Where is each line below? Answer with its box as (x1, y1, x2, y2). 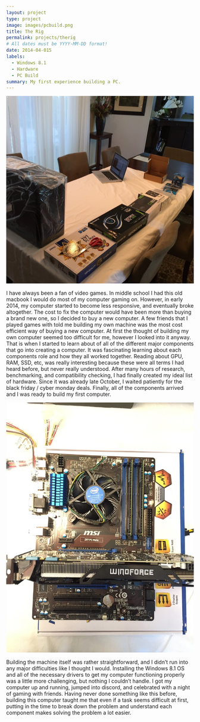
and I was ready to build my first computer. (6, 390, 111, 398)
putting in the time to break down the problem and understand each (6, 703, 173, 710)
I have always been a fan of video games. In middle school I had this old (6, 289, 183, 297)
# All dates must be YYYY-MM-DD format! (6, 41, 108, 47)
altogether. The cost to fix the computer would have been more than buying (6, 308, 192, 315)
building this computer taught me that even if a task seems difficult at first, (6, 696, 189, 704)
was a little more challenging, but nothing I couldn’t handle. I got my (6, 677, 173, 685)
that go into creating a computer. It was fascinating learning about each (6, 346, 182, 354)
